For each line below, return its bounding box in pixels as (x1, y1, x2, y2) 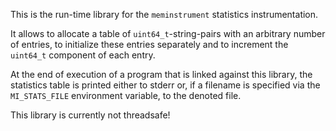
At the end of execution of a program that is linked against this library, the (10, 69, 313, 80)
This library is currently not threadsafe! (10, 109, 171, 121)
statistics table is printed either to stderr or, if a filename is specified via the (10, 79, 321, 91)
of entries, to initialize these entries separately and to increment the (10, 39, 289, 50)
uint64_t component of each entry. (10, 49, 156, 61)
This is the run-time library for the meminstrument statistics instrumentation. (10, 9, 319, 20)
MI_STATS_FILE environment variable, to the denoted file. (10, 90, 242, 101)
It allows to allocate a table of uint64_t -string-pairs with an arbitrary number (10, 28, 326, 39)
